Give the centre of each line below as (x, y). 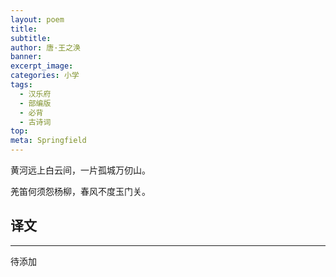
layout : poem (37, 19)
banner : (26, 57)
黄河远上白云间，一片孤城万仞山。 (80, 170)
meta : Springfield (48, 141)
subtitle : (31, 38)
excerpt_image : (42, 66)
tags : (21, 85)
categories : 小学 (45, 76)
